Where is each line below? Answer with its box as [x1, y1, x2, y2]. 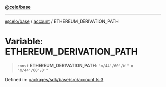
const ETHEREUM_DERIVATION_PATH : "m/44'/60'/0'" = [17, 62, 134, 68]
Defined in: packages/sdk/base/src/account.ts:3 [5, 76, 104, 82]
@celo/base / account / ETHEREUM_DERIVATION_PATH [5, 18, 119, 24]
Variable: [5, 36, 43, 47]
